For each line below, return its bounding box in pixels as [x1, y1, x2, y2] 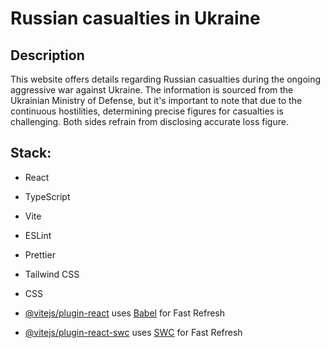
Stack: [10, 145, 52, 162]
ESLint [24, 229, 52, 241]
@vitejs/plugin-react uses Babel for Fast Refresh [24, 307, 226, 319]
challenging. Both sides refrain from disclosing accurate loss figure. [10, 116, 289, 127]
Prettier [24, 248, 56, 261]
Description [10, 47, 85, 64]
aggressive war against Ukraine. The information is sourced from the [10, 84, 294, 96]
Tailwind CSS [24, 268, 80, 280]
